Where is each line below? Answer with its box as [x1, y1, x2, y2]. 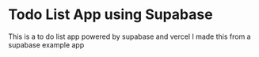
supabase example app [8, 40, 85, 49]
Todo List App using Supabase [8, 6, 213, 24]
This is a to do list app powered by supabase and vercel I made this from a [8, 32, 251, 41]
